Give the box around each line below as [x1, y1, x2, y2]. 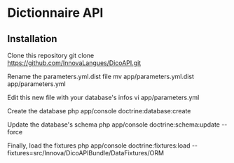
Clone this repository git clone [7, 51, 95, 59]
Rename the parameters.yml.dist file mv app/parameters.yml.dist [7, 72, 195, 80]
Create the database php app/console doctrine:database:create [7, 107, 191, 115]
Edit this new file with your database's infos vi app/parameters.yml [7, 93, 200, 101]
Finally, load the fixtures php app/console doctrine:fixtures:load [7, 141, 191, 150]
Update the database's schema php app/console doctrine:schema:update [7, 120, 221, 129]
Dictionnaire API [7, 5, 104, 21]
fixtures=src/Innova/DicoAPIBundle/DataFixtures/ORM [7, 149, 165, 157]
